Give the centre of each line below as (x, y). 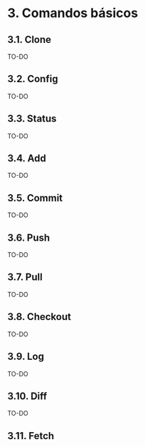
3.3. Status (32, 119)
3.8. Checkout (39, 317)
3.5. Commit (35, 198)
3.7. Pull (25, 277)
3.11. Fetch (31, 436)
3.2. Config (33, 79)
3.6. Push (29, 237)
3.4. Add (27, 159)
